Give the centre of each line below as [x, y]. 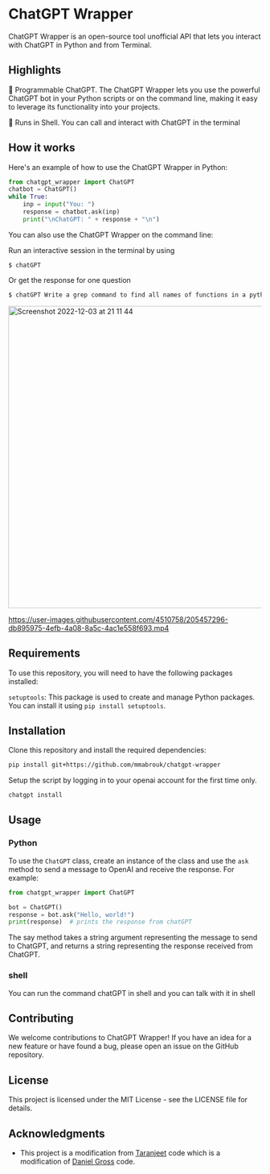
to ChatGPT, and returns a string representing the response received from [131, 946]
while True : [28, 197]
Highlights [35, 71]
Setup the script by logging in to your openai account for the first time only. [133, 780]
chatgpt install [35, 795]
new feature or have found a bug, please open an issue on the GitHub [123, 1046]
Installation [37, 730]
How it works [42, 148]
